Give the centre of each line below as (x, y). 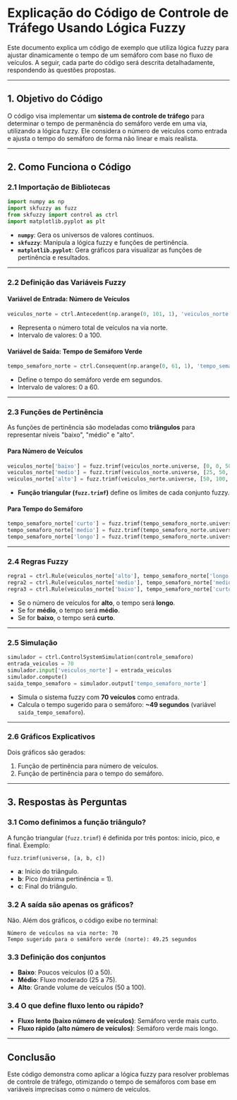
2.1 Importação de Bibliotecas (59, 187)
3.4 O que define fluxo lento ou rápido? (75, 1005)
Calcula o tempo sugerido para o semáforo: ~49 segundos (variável (117, 704)
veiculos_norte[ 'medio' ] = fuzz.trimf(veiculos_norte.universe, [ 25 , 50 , (118, 473)
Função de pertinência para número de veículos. (88, 766)
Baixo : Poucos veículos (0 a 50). (65, 972)
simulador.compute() (38, 677)
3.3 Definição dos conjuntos (57, 957)
